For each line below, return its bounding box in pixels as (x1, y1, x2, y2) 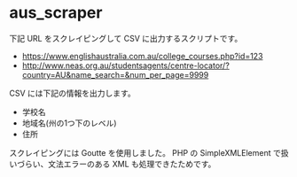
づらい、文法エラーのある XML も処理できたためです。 (16, 158, 216, 169)
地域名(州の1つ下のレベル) (21, 118, 117, 128)
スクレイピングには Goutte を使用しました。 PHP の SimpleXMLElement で (9, 147, 281, 158)
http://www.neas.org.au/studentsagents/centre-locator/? (21, 60, 231, 71)
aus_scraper (9, 3, 103, 23)
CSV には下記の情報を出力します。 (9, 88, 136, 98)
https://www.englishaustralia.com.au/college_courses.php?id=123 (21, 50, 263, 61)
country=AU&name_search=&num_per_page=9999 (21, 69, 209, 80)
